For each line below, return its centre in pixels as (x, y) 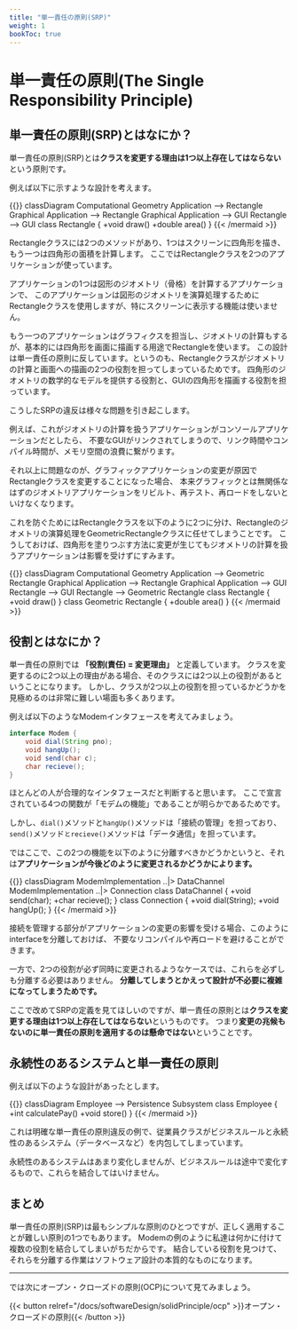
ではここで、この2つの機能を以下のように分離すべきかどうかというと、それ (147, 852)
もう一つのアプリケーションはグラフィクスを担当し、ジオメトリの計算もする (149, 336)
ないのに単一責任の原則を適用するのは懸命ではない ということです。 (133, 1033)
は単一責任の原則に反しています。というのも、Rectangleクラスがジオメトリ (147, 358)
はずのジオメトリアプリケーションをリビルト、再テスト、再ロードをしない (145, 493)
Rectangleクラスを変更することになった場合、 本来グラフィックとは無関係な (149, 481)
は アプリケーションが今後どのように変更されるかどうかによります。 (133, 864)
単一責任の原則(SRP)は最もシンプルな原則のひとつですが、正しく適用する (143, 1227)
